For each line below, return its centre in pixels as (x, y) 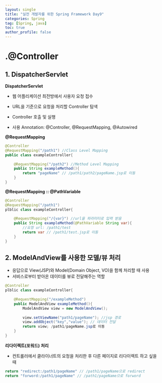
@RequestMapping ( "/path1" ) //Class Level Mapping (57, 150)
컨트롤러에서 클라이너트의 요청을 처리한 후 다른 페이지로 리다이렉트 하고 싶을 (84, 356)
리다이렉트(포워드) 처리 (27, 345)
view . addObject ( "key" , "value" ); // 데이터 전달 (69, 322)
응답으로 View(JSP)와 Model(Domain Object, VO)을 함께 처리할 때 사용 (81, 270)
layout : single (20, 10)
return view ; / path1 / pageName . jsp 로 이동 (64, 327)
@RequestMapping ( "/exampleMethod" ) (50, 300)
